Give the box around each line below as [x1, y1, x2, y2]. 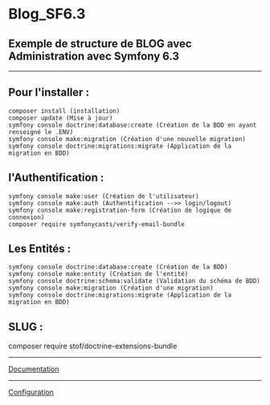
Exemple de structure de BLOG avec [8, 37, 192, 51]
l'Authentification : [8, 171, 104, 184]
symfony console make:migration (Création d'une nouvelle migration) [8, 135, 247, 143]
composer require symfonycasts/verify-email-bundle [8, 220, 185, 229]
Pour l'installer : [8, 86, 90, 99]
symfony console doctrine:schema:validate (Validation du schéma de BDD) [8, 277, 261, 286]
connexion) [8, 213, 45, 221]
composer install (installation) [8, 107, 121, 115]
